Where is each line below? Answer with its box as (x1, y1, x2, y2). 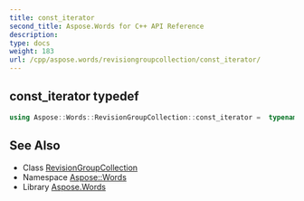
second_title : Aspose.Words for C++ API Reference (9, 22, 204, 31)
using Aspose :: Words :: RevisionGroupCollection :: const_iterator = (9, 112, 261, 122)
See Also (9, 138, 61, 154)
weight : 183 (9, 47, 54, 56)
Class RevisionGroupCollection (22, 162, 138, 173)
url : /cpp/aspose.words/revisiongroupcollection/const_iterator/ (9, 55, 261, 64)
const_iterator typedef (9, 89, 139, 104)
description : (9, 30, 59, 39)
